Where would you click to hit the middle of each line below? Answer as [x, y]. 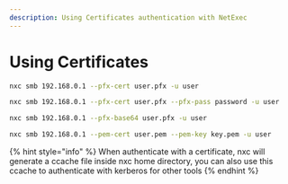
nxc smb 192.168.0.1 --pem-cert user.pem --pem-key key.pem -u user [140, 135]
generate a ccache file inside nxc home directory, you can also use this [141, 162]
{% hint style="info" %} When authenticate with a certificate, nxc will [137, 152]
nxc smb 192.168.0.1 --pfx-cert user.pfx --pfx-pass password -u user [144, 102]
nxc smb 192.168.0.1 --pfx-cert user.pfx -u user [104, 86]
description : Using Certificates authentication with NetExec [128, 18]
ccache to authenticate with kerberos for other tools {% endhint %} [134, 171]
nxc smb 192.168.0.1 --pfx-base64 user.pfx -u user [108, 118]
